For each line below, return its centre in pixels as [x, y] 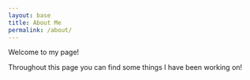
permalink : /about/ [40, 30]
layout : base [30, 15]
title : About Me [35, 23]
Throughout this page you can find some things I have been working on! [125, 67]
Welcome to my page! [44, 53]
